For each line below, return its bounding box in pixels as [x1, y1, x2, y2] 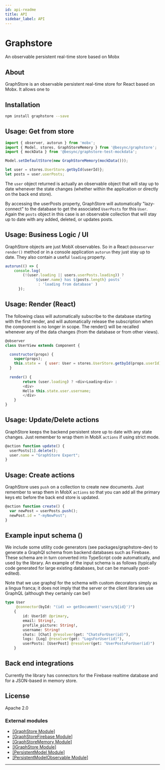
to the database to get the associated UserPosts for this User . [25, 206, 148, 212]
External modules [5, 717, 48, 724]
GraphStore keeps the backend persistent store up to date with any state [5, 429, 152, 434]
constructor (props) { [9, 352, 54, 357]
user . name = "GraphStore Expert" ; [9, 453, 80, 458]
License [5, 692, 30, 700]
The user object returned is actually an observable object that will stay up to [5, 181, 159, 186]
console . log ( [14, 268, 41, 273]
